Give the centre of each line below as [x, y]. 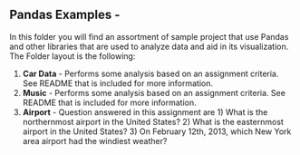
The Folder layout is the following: [73, 56]
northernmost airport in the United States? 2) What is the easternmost [153, 121]
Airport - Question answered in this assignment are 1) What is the [145, 111]
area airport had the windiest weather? [95, 140]
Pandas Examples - [65, 15]
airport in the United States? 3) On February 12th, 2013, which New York [157, 131]
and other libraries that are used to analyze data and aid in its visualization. [149, 46]
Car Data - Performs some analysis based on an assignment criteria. [150, 73]
